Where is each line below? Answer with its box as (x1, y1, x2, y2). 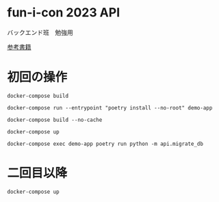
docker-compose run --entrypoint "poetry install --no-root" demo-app (7, 104, 213, 111)
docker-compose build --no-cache (7, 116, 103, 123)
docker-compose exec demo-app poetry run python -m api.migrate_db (7, 140, 204, 147)
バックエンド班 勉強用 (7, 28, 73, 36)
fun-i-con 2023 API (7, 5, 120, 21)
